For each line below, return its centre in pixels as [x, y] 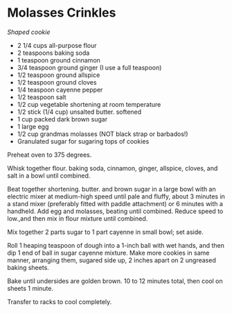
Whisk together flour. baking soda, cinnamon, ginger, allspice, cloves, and [113, 168]
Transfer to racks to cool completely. [60, 302]
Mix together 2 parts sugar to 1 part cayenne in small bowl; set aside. [106, 232]
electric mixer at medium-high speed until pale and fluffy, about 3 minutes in [116, 196]
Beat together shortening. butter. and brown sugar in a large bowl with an [111, 189]
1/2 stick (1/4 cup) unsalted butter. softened [79, 112]
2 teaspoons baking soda [53, 53]
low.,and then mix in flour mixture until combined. [78, 218]
